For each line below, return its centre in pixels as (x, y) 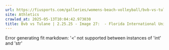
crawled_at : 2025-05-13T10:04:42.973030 (48, 19)
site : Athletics (22, 14)
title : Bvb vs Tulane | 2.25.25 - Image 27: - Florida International (81, 24)
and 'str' (14, 43)
